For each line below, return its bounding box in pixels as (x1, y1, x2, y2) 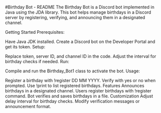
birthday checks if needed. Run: (5, 59, 69, 64)
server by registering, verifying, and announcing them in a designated (5, 15, 145, 20)
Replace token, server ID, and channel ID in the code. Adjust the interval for (5, 53, 156, 59)
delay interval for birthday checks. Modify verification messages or (5, 98, 140, 104)
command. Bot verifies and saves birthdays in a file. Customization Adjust (5, 93, 153, 99)
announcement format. (5, 104, 51, 109)
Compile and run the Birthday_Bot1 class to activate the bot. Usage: (5, 68, 140, 74)
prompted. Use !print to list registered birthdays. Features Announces (5, 83, 145, 89)
